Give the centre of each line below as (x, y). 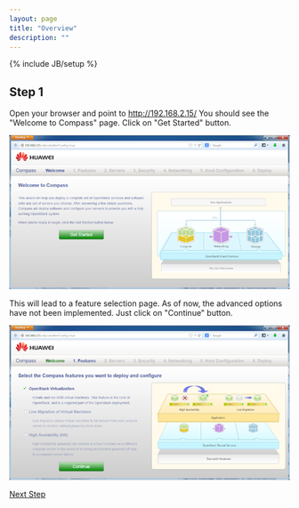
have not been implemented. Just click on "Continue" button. (121, 313)
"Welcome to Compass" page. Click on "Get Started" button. (120, 123)
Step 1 (27, 92)
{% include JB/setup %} (53, 64)
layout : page (33, 19)
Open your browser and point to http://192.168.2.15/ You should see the (139, 113)
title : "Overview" (43, 28)
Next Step (28, 494)
